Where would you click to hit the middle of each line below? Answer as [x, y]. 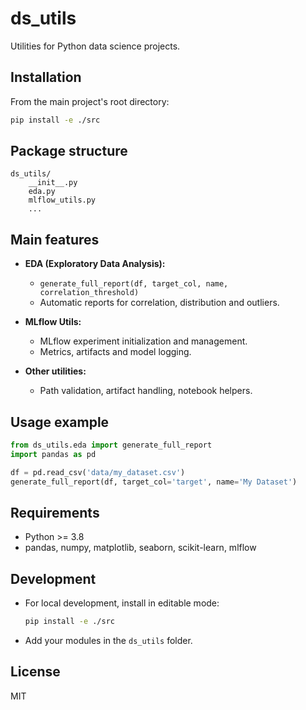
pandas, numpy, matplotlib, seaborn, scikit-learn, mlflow [140, 548]
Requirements [55, 512]
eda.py [42, 192]
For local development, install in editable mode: [122, 603]
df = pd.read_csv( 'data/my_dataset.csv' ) [98, 472]
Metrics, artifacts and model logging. [115, 352]
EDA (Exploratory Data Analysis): [95, 264]
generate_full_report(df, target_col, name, [134, 284]
